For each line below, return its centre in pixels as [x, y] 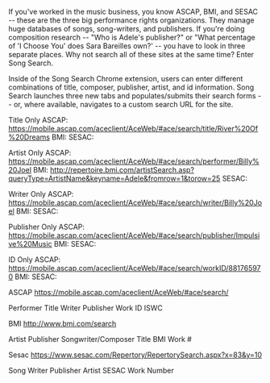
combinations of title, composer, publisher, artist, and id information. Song [131, 87]
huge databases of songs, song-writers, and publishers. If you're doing [127, 29]
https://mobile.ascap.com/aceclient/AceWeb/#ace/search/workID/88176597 [135, 268]
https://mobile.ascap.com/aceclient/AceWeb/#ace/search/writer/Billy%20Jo [135, 202]
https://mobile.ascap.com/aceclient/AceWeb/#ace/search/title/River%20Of [133, 129]
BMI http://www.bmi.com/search [62, 323]
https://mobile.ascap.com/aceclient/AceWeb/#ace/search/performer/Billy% [134, 161]
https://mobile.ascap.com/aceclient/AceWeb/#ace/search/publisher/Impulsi [134, 235]
